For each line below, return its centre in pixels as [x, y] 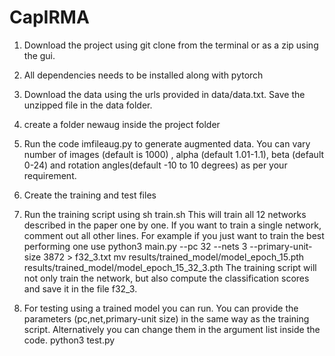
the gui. [39, 55]
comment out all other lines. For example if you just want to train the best [174, 235]
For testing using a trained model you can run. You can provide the [161, 308]
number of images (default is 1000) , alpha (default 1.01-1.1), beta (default [174, 154]
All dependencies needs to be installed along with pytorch [143, 75]
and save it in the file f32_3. [80, 288]
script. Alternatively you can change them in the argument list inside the [172, 329]
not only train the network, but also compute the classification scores [166, 278]
